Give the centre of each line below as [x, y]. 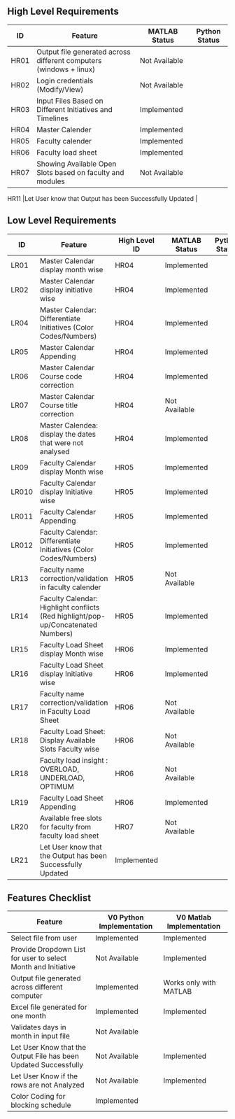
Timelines [52, 118]
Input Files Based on [70, 101]
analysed [55, 451]
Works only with [190, 983]
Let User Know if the [44, 1076]
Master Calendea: [69, 425]
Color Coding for [38, 1097]
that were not [62, 442]
